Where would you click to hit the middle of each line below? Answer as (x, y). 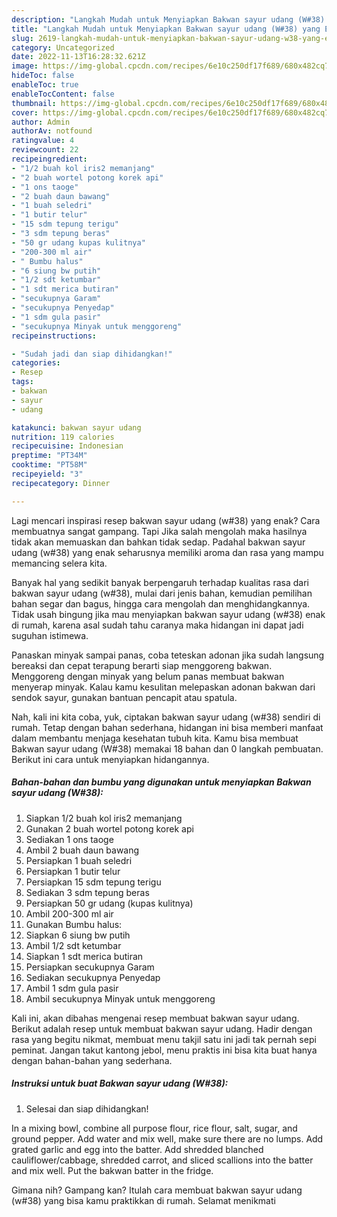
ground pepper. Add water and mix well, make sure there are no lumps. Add (167, 1138)
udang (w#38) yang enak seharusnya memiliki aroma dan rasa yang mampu (167, 552)
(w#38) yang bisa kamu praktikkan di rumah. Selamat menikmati (143, 1200)
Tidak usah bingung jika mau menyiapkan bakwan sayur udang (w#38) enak (168, 614)
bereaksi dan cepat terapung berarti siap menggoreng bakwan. (142, 665)
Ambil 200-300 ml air (69, 913)
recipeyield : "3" (47, 474)
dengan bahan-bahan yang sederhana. (92, 1060)
